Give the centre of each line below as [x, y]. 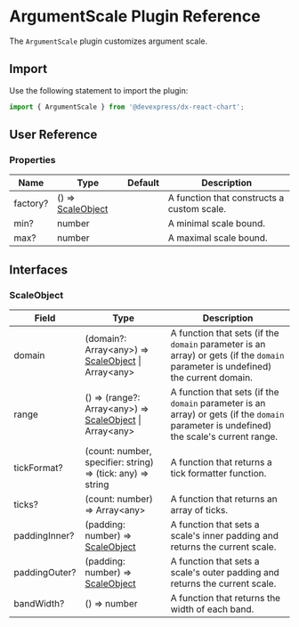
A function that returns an [224, 499]
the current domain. [212, 378]
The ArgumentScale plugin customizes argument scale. [108, 41]
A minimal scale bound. [216, 224]
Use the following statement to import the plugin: [99, 90]
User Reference [53, 135]
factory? [31, 204]
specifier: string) [119, 462]
